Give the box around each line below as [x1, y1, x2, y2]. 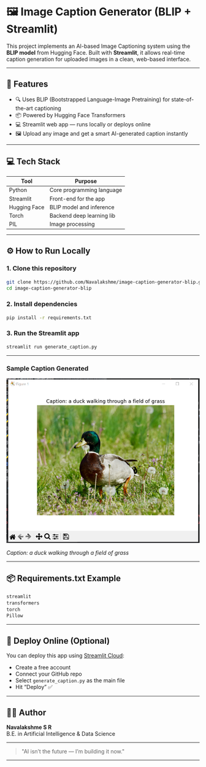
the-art [15, 104, 34, 112]
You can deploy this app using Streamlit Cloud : [6, 652, 124, 660]
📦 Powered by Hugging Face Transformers [15, 111, 126, 118]
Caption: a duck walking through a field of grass [6, 549, 129, 556]
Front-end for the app [49, 195, 105, 202]
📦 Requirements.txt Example [6, 573, 121, 584]
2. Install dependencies [6, 300, 78, 309]
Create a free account [15, 664, 71, 671]
